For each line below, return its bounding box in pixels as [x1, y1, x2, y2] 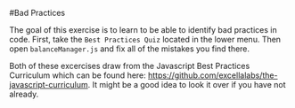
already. [9, 89, 39, 99]
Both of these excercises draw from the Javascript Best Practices [9, 61, 250, 71]
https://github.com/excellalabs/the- [148, 70, 278, 81]
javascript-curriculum [9, 80, 88, 89]
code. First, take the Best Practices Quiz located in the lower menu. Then [9, 35, 282, 44]
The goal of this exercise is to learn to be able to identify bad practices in [9, 25, 278, 35]
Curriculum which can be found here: [9, 70, 147, 81]
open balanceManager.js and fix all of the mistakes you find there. [9, 43, 250, 54]
